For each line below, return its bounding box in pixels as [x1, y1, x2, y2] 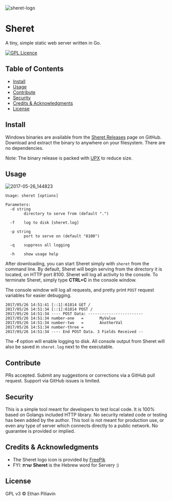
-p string [10, 229, 31, 235]
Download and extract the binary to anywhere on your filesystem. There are [5, 139, 166, 146]
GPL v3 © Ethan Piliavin [5, 490, 56, 496]
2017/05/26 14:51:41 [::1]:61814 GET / [5, 302, 91, 307]
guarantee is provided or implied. [5, 428, 75, 434]
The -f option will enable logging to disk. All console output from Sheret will [5, 338, 165, 344]
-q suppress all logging [10, 243, 70, 248]
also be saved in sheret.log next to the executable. [5, 344, 114, 350]
